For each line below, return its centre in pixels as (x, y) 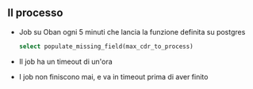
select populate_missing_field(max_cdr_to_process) (106, 46)
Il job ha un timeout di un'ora (65, 61)
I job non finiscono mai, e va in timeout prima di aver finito (113, 76)
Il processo (35, 13)
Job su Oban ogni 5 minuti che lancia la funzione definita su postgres (132, 32)
